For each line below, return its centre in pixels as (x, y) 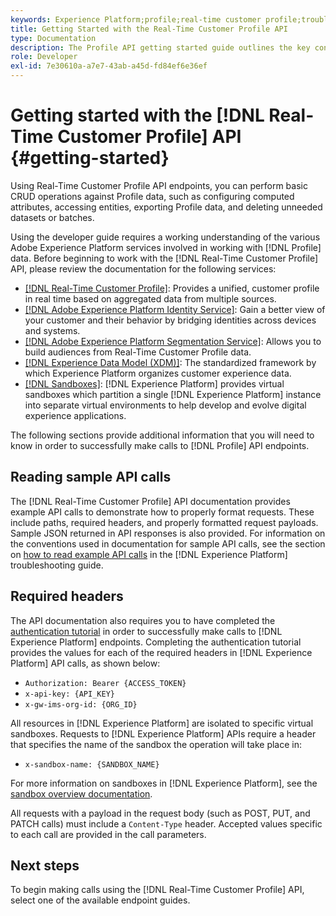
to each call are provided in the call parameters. (108, 834)
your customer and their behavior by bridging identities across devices (170, 320)
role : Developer (44, 57)
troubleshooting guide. (57, 565)
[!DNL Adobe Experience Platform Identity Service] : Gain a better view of (175, 309)
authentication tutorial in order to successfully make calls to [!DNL (146, 631)
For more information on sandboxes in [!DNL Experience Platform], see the (164, 783)
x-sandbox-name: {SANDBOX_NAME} (92, 764)
